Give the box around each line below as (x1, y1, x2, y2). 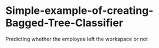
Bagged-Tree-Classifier (5, 16, 124, 29)
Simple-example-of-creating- (5, 4, 154, 17)
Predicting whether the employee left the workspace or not (5, 35, 148, 42)
